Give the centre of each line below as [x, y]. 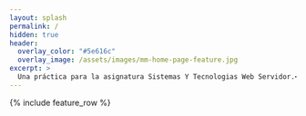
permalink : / [34, 26]
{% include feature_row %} [60, 102]
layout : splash [38, 18]
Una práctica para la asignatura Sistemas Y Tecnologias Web [136, 77]
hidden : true [34, 34]
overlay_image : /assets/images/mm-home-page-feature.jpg [128, 60]
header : [24, 43]
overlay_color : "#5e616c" [67, 52]
